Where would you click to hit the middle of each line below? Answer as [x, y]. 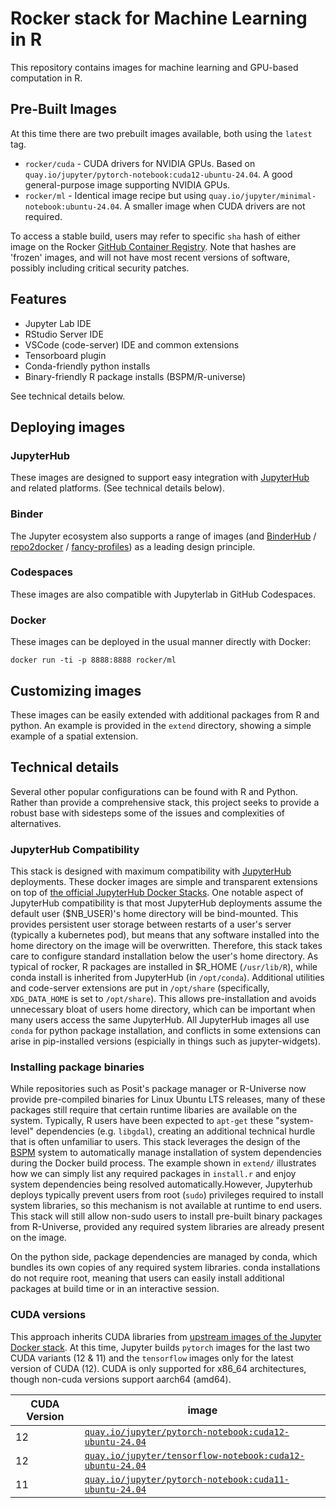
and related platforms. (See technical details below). [117, 488]
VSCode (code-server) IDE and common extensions [132, 344]
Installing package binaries [77, 1067]
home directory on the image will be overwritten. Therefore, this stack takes [166, 946]
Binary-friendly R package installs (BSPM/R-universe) [135, 376]
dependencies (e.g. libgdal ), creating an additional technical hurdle [175, 1131]
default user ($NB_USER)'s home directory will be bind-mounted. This [154, 914]
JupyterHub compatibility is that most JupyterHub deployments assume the [166, 903]
